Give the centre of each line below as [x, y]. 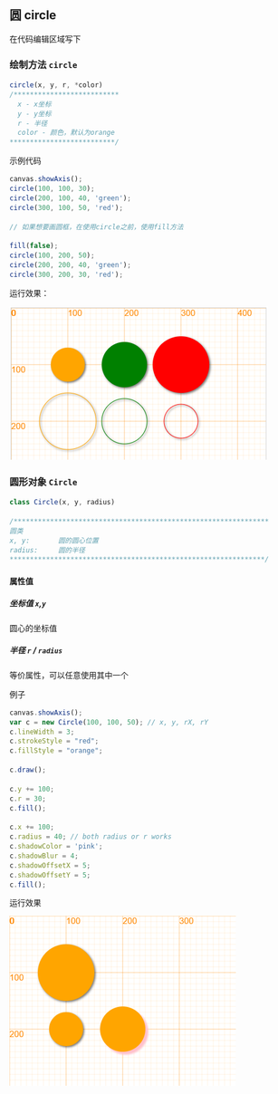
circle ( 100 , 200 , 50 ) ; [52, 255]
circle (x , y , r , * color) [56, 85]
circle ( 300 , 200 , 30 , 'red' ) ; [67, 274]
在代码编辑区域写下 [45, 39]
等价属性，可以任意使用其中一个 [69, 675]
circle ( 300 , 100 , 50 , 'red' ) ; [67, 207]
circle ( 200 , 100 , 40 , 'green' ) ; [70, 198]
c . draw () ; [28, 770]
